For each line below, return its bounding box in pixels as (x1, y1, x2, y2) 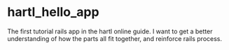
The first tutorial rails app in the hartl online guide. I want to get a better (7, 27, 213, 35)
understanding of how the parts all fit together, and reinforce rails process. (7, 34, 223, 42)
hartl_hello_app (7, 4, 99, 20)
